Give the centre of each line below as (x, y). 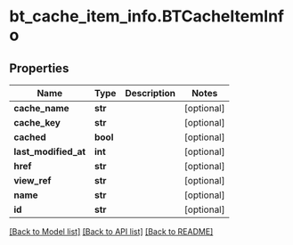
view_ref (33, 180)
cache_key (37, 122)
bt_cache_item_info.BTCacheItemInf (147, 16)
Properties (39, 68)
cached (30, 137)
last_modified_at (50, 151)
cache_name (41, 108)
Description (150, 93)
